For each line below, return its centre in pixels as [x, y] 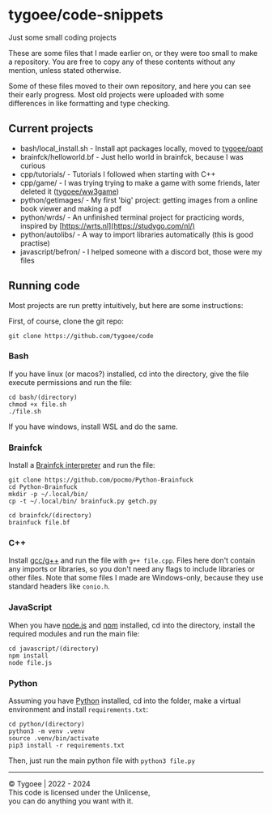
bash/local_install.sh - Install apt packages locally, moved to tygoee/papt [142, 148]
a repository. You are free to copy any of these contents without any [122, 62]
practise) [35, 243]
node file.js [30, 662]
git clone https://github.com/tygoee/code [81, 336]
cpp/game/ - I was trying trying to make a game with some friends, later [140, 182]
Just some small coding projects [63, 37]
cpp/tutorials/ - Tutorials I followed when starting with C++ [118, 174]
